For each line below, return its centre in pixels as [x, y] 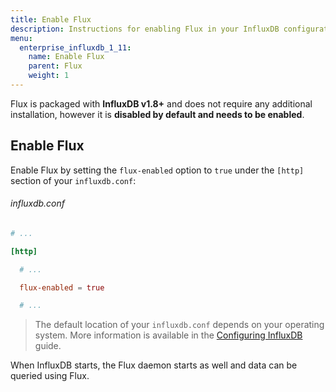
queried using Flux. [50, 376]
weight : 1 [49, 76]
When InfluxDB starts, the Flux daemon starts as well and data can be [154, 365]
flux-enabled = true [62, 287]
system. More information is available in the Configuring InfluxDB [168, 335]
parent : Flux [55, 66]
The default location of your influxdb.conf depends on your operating [179, 325]
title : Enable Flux [51, 19]
